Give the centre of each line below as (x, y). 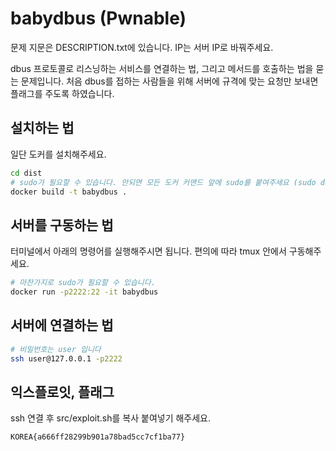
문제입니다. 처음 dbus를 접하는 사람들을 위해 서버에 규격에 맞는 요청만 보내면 (169, 81)
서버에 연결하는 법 (62, 325)
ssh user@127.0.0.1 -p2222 (66, 358)
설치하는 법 (42, 128)
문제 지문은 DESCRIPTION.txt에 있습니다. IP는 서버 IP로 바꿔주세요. (142, 47)
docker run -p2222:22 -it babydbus (84, 292)
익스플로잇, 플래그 (62, 392)
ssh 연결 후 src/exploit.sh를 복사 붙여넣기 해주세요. (111, 418)
